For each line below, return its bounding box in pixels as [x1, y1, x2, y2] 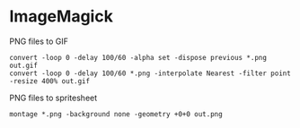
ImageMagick [9, 6, 114, 27]
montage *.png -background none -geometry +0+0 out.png [9, 109, 223, 118]
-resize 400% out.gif [9, 76, 91, 86]
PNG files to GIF [9, 36, 69, 47]
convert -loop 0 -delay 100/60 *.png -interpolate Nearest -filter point [9, 69, 292, 78]
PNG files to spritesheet [9, 92, 98, 103]
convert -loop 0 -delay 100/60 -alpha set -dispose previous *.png [9, 53, 268, 62]
